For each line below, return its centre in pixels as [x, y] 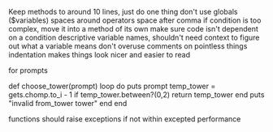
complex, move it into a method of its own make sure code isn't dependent [133, 29]
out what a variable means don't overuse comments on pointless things [128, 46]
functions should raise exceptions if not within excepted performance [125, 119]
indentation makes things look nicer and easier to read [100, 55]
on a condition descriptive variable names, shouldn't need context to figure [134, 37]
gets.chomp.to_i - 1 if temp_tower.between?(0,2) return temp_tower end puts [136, 95]
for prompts [28, 70]
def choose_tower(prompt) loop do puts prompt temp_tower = [112, 86]
